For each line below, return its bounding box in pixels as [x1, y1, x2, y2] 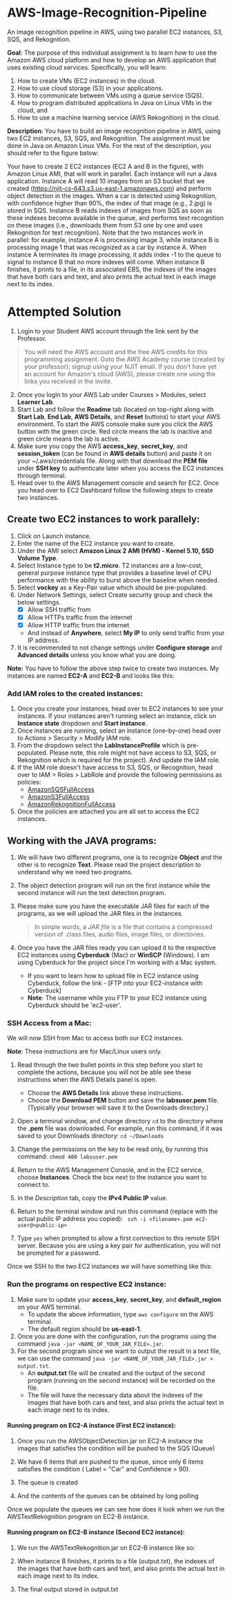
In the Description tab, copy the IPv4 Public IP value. [17, 1194, 168, 1202]
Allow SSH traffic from [27, 605, 91, 614]
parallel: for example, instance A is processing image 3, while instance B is [7, 235, 220, 243]
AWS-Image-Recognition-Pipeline [7, 5, 207, 21]
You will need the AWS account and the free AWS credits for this [23, 347, 208, 356]
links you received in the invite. [23, 377, 113, 385]
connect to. [17, 1181, 50, 1189]
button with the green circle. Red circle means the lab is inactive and [17, 427, 212, 435]
